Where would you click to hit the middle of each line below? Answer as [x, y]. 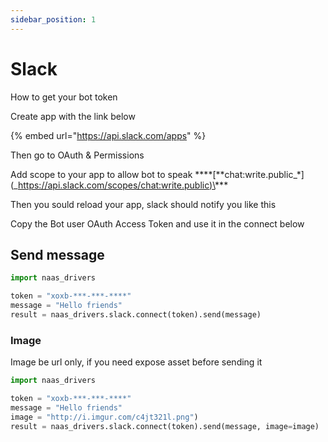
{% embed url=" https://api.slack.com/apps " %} [108, 135]
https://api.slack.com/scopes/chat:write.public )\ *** [123, 185]
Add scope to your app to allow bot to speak [101, 174]
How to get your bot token [64, 97]
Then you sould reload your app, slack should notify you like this [143, 204]
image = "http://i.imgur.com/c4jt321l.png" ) [104, 417]
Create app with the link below [73, 116]
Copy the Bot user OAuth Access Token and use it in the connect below [157, 223]
